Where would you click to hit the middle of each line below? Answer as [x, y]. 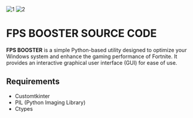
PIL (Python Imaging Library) [50, 102]
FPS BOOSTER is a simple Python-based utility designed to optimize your [96, 50]
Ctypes [24, 108]
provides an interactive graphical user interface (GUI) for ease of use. [92, 62]
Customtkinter [32, 96]
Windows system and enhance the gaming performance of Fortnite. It [92, 56]
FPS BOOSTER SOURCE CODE [82, 34]
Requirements [33, 82]
